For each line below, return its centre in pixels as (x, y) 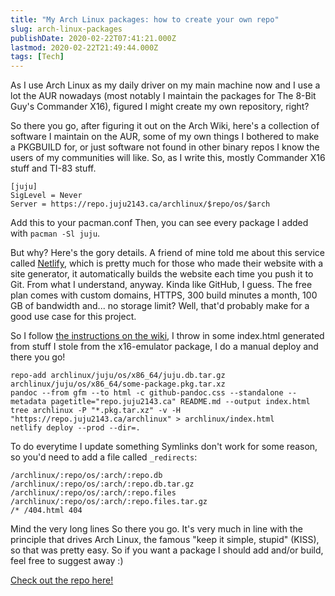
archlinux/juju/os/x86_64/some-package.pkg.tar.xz (118, 384)
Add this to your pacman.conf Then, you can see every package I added (159, 223)
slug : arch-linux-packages (66, 29)
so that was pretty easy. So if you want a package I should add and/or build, (167, 550)
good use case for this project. (73, 317)
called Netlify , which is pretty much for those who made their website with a (167, 263)
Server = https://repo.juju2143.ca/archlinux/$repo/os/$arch (140, 204)
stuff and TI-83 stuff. (53, 168)
